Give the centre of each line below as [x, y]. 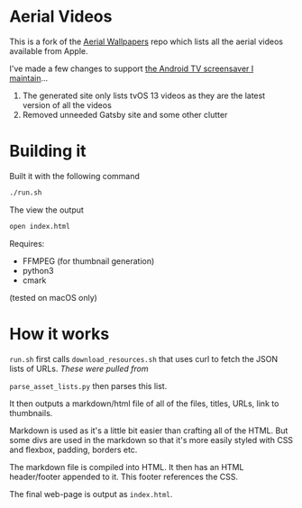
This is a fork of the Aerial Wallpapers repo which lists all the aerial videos [146, 41]
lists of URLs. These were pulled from [79, 368]
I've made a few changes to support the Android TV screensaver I [132, 68]
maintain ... [29, 77]
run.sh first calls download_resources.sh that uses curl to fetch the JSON [144, 358]
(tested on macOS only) [53, 297]
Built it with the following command [74, 176]
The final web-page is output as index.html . [91, 494]
